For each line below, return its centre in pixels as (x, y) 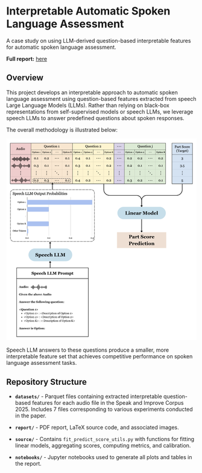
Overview (25, 78)
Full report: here (27, 59)
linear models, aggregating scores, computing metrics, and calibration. (103, 445)
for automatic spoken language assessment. (61, 47)
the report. (28, 463)
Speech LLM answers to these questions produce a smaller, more (88, 350)
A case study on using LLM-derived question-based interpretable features (99, 40)
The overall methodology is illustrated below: (62, 130)
